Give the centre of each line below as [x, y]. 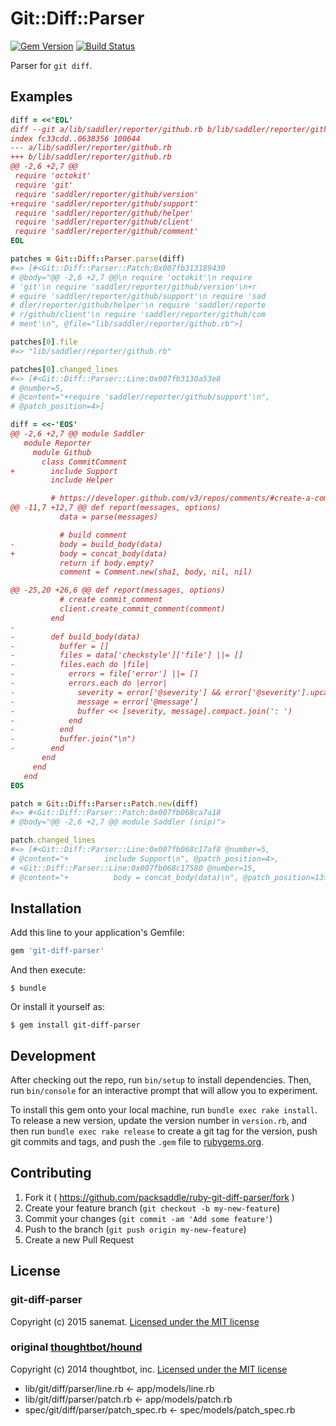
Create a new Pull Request [79, 1239]
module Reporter [57, 443]
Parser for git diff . [51, 65]
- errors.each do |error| [89, 683]
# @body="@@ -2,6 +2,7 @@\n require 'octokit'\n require [131, 277]
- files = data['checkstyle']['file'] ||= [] [127, 655]
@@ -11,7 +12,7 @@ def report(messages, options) [116, 508]
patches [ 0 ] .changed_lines [64, 369]
